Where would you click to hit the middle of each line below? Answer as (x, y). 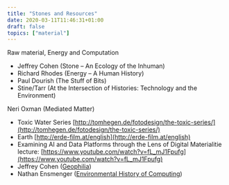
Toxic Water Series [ (46, 123)
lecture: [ (30, 152)
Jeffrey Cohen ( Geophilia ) (54, 166)
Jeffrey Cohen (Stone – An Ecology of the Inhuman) (91, 66)
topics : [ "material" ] (39, 33)
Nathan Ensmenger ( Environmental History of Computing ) (100, 174)
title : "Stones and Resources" (52, 14)
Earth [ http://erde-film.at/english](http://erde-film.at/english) (104, 137)
